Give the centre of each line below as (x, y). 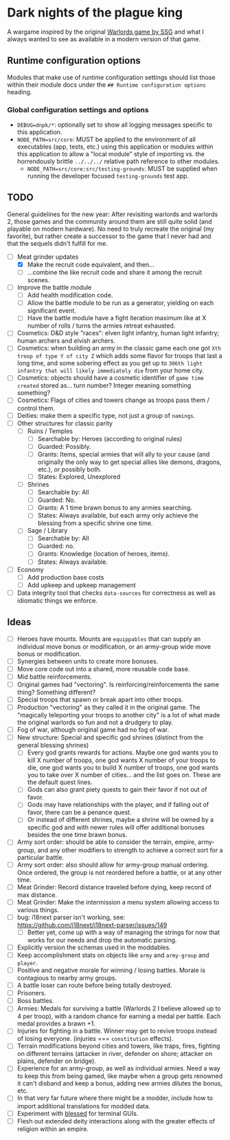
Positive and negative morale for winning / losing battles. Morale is (111, 970)
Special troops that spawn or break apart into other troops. (100, 699)
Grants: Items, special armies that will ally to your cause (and (124, 454)
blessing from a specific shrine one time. (95, 523)
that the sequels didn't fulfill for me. (57, 243)
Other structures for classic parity (65, 423)
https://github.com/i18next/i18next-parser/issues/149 (92, 925)
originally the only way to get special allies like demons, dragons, (129, 462)
